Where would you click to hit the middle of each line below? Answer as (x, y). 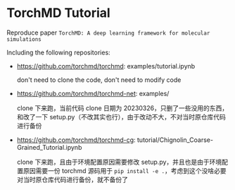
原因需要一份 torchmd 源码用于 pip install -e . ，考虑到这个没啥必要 (125, 170)
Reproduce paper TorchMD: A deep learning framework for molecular (108, 32)
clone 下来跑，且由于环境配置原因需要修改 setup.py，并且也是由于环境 (119, 162)
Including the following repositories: (58, 52)
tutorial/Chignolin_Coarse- (175, 140)
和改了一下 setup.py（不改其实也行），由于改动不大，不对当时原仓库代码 (121, 117)
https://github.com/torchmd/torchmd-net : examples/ (93, 93)
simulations (24, 39)
